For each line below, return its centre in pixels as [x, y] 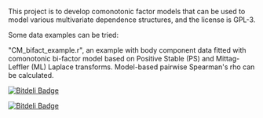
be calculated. [31, 75]
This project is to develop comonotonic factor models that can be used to [127, 11]
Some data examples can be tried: [64, 35]
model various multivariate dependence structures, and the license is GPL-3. [132, 20]
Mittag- [228, 59]
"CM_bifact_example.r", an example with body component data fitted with [127, 50]
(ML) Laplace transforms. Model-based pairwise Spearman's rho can [143, 67]
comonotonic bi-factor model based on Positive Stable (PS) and [111, 59]
